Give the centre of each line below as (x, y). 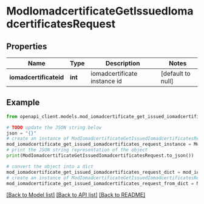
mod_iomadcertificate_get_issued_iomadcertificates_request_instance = (99, 144)
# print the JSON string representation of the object (77, 150)
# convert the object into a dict (50, 166)
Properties (27, 46)
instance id (107, 81)
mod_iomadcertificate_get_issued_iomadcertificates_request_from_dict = (100, 183)
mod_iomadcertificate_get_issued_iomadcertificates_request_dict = (93, 172)
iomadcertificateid (37, 77)
